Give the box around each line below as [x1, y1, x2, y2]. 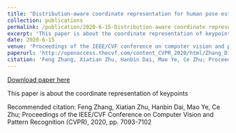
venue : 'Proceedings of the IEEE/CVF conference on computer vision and [7, 43, 225, 50]
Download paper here [7, 75, 70, 84]
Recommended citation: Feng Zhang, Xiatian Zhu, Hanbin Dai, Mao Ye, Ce [7, 103, 221, 111]
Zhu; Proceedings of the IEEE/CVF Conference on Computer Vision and [7, 110, 214, 118]
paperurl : [7, 50, 37, 57]
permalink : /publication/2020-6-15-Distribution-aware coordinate [7, 23, 206, 30]
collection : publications [7, 17, 83, 24]
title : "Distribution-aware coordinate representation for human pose [7, 10, 218, 18]
